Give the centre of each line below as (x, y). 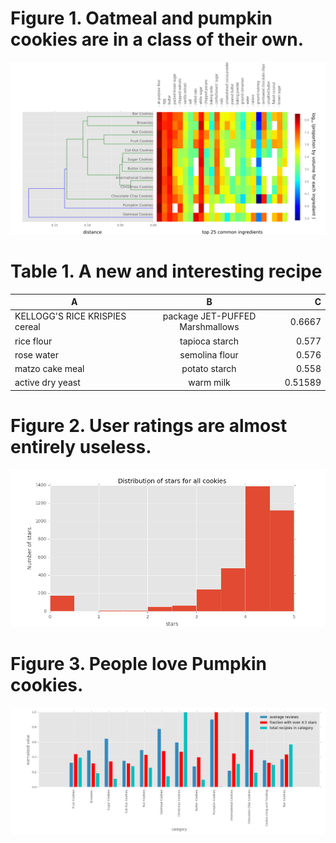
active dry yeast (47, 383)
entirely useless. (81, 446)
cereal (27, 327)
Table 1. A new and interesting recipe (166, 271)
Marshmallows (209, 327)
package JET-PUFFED (209, 316)
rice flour (33, 341)
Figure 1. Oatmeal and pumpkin (141, 18)
